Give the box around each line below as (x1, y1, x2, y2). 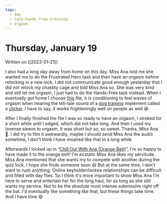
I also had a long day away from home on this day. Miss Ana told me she (5, 69, 154, 75)
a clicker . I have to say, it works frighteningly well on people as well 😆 (5, 105, 149, 112)
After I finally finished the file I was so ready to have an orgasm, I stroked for (5, 115, 162, 121)
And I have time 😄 (5, 194, 43, 200)
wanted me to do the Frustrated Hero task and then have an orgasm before (5, 74, 159, 80)
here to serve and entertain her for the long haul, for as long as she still (5, 178, 151, 184)
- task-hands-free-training (9, 16, 68, 21)
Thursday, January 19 (5, 43, 97, 54)
